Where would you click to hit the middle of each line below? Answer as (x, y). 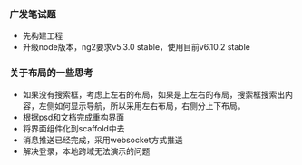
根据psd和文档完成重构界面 (73, 117)
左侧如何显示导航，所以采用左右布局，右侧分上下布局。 (142, 105)
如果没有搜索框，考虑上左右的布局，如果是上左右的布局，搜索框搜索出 (154, 94)
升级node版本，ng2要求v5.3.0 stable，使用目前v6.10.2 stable (136, 47)
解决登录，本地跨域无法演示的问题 (86, 150)
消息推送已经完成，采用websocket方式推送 (102, 140)
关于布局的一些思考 (51, 73)
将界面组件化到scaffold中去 (73, 128)
